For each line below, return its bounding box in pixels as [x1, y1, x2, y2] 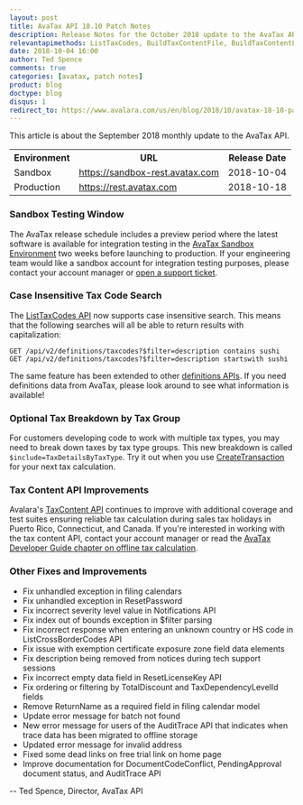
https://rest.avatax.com [78, 181, 178, 194]
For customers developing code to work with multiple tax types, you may [9, 432, 280, 443]
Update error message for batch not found [22, 710, 180, 721]
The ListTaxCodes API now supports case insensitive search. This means [9, 310, 281, 320]
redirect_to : [9, 106, 59, 115]
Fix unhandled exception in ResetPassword [22, 595, 183, 606]
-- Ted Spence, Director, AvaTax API [9, 785, 143, 796]
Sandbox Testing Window [9, 208, 124, 221]
